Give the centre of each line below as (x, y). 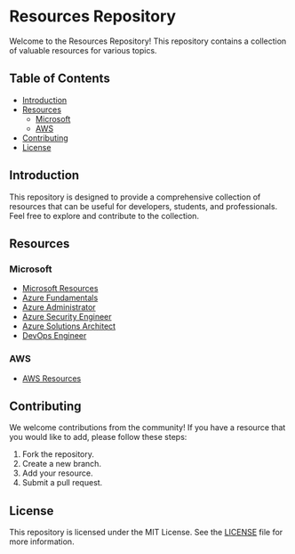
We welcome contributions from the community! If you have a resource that (147, 428)
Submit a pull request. (62, 483)
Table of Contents (60, 79)
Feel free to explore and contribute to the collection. (104, 216)
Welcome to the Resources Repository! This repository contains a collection (148, 41)
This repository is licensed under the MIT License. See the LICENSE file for (146, 533)
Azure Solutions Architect (69, 326)
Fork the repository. (58, 454)
